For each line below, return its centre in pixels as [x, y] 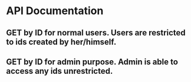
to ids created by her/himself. [61, 42]
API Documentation [55, 11]
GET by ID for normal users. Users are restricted [96, 33]
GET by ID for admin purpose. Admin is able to [92, 62]
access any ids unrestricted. [60, 71]
